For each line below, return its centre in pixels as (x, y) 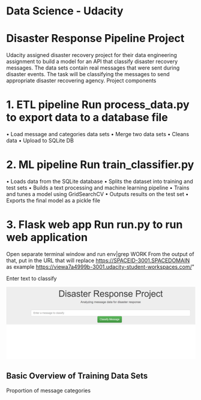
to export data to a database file (87, 118)
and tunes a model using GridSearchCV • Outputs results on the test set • (97, 194)
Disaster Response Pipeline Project (95, 39)
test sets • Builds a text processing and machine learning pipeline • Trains (98, 188)
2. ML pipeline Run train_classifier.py (100, 165)
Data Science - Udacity (65, 11)
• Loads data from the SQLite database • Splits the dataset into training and (100, 181)
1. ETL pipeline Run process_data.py (98, 105)
